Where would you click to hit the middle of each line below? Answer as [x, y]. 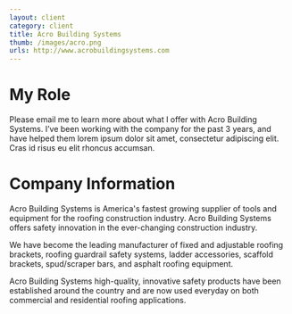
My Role [40, 95]
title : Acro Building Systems [66, 34]
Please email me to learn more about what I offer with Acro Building [133, 120]
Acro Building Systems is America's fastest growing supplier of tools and [143, 209]
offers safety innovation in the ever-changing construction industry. [133, 227]
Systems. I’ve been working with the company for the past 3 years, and [141, 129]
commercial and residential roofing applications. [98, 300]
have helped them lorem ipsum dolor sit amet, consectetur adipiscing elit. [144, 138]
